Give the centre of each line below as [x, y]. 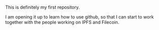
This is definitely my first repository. [42, 7]
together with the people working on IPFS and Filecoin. [62, 22]
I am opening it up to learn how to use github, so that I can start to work [79, 17]
